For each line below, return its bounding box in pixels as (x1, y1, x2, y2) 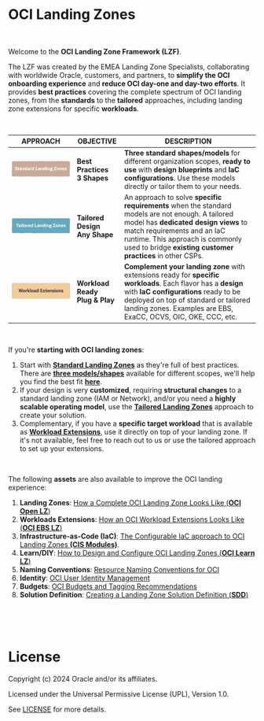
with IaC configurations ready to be (124, 287, 241, 297)
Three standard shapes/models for (124, 148, 241, 157)
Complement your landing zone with (124, 262, 245, 272)
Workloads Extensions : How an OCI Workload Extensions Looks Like (19, 514, 245, 524)
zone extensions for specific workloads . (8, 104, 139, 113)
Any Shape (76, 230, 114, 239)
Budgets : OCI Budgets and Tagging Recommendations (19, 581, 198, 591)
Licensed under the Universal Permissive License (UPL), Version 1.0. (8, 689, 229, 698)
